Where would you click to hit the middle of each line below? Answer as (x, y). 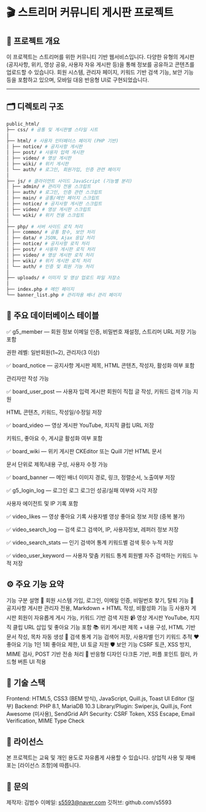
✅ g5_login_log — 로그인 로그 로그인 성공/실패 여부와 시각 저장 (82, 490)
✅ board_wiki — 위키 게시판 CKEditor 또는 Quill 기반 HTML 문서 (84, 451)
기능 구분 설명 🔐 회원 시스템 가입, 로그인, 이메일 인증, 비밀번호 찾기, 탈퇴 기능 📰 (100, 600)
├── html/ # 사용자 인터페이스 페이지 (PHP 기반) (63, 141)
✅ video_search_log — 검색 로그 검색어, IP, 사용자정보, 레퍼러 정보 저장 (93, 529)
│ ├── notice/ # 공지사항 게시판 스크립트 (54, 204)
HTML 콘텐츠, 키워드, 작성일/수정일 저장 (54, 412)
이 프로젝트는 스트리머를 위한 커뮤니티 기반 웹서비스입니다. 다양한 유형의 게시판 (101, 57)
